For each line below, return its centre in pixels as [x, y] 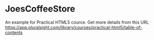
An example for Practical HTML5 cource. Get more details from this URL [77, 22]
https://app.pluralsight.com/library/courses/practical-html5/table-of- [74, 27]
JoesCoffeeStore [40, 9]
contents [14, 32]
